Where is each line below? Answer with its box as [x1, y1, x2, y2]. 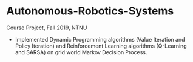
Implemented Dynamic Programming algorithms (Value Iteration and [15, 36, 185, 43]
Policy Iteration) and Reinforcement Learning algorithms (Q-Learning [15, 42, 187, 49]
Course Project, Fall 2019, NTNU [6, 24, 87, 31]
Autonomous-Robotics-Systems [6, 4, 174, 18]
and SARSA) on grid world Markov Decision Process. [15, 48, 147, 55]
